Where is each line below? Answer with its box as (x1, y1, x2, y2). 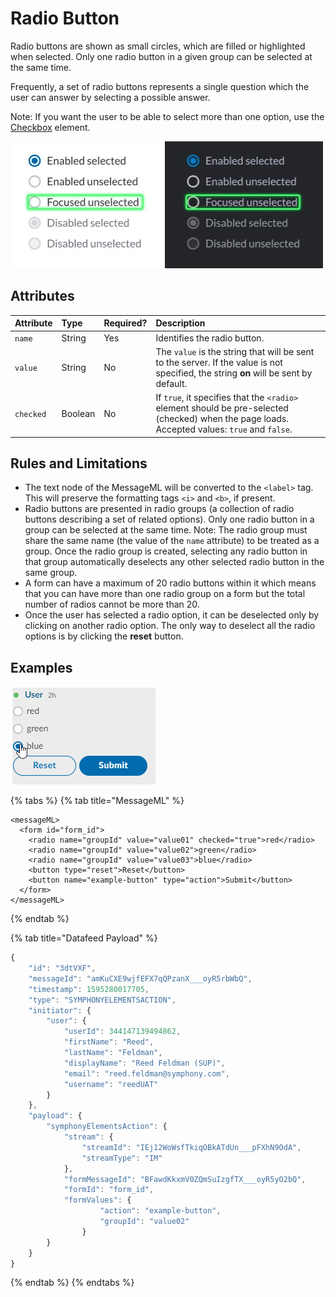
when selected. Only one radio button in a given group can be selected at (10, 50, 313, 62)
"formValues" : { (63, 1195, 132, 1206)
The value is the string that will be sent (155, 345, 315, 357)
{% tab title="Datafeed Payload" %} (10, 932, 158, 944)
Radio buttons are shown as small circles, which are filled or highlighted (10, 40, 306, 52)
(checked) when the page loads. (155, 413, 289, 424)
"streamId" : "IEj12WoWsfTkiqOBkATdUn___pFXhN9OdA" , (81, 1142, 302, 1152)
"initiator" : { (28, 1005, 92, 1016)
